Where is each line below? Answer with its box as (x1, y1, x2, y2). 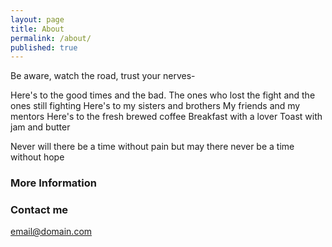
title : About (10, 24, 65, 34)
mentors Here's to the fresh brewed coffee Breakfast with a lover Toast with (10, 111, 323, 123)
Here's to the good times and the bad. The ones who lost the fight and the (10, 89, 316, 101)
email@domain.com (10, 226, 93, 238)
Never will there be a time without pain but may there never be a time (10, 141, 295, 153)
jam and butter (10, 121, 71, 133)
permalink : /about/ (10, 33, 92, 43)
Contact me (10, 203, 69, 217)
